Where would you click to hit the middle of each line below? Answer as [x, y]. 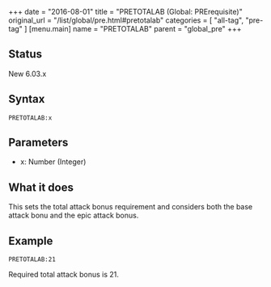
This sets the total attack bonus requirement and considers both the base [131, 207]
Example [31, 241]
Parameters [38, 143]
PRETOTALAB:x [30, 118]
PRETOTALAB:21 [32, 260]
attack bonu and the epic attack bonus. [74, 215]
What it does [41, 187]
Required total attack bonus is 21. [64, 275]
